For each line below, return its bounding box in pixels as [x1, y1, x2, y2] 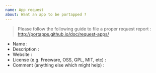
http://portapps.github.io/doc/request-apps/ [17, 31, 109, 37]
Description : [12, 46, 39, 52]
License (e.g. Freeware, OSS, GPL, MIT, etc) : [12, 56, 107, 62]
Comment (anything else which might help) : [12, 62, 105, 68]
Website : [12, 51, 32, 57]
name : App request [5, 7, 44, 12]
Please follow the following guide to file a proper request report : [17, 25, 151, 31]
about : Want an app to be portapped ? [5, 12, 87, 17]
